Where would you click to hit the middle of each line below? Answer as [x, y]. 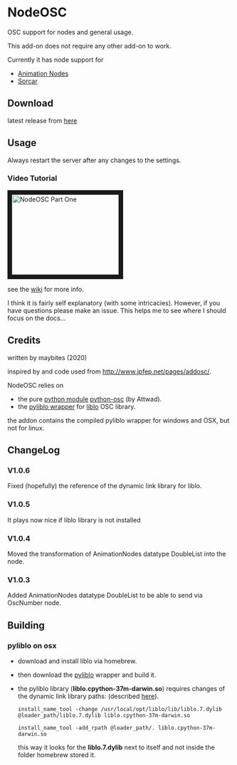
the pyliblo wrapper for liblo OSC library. [77, 406]
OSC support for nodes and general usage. [70, 32]
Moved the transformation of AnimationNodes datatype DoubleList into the [117, 554]
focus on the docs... [37, 318]
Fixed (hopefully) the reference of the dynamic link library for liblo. [105, 486]
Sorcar [27, 81]
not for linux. [26, 428]
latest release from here [42, 120]
